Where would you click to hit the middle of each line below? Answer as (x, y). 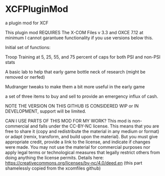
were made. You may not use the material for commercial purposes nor (78, 147)
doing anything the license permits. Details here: (55, 158)
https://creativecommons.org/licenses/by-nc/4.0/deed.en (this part (74, 163)
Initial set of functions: (28, 47)
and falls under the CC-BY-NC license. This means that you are (95, 126)
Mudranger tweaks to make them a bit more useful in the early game (75, 87)
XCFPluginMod (37, 9)
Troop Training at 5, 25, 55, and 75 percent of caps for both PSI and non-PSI (83, 57)
